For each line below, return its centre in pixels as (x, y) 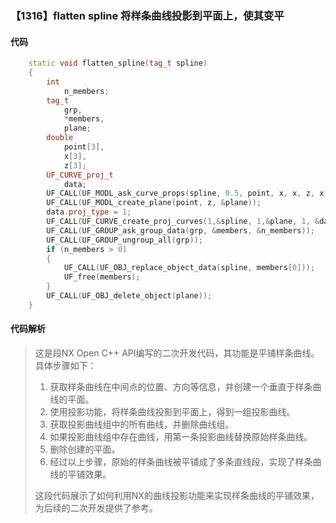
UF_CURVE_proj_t (80, 175)
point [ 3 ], (84, 147)
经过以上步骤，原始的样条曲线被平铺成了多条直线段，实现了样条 (181, 461)
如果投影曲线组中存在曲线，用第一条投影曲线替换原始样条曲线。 (181, 436)
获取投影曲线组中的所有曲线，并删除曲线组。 (142, 424)
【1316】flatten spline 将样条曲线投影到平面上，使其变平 (147, 15)
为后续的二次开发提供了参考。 (96, 508)
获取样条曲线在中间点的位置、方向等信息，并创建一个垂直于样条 (181, 386)
